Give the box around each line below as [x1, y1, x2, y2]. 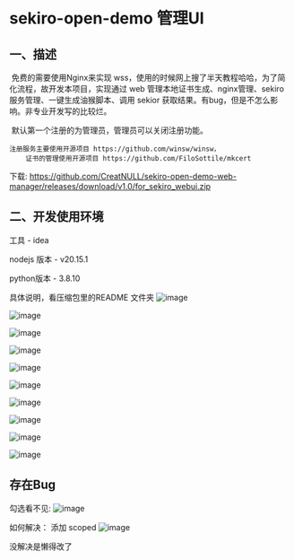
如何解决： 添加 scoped [9, 521, 97, 532]
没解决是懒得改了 [9, 540, 73, 552]
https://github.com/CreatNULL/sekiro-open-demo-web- [29, 171, 238, 181]
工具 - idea [9, 234, 49, 245]
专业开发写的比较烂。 [32, 106, 112, 117]
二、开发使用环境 [9, 209, 104, 224]
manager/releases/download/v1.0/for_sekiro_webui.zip [9, 181, 212, 191]
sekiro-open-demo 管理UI [9, 8, 204, 29]
